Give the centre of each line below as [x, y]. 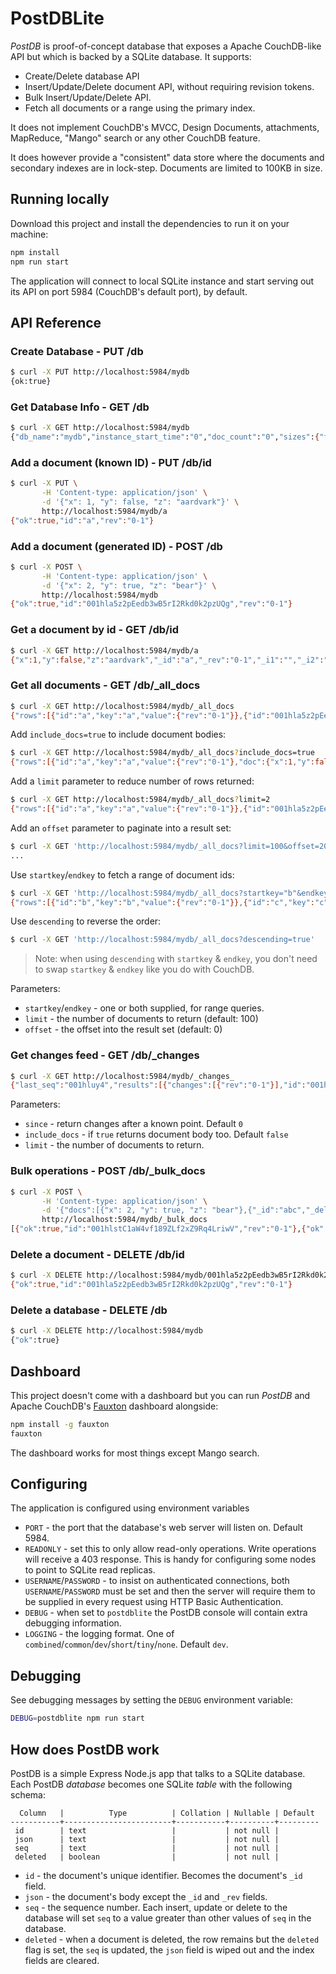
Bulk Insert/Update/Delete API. [88, 97]
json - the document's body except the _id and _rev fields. [146, 1896]
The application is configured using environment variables [130, 1508]
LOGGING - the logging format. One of [99, 1634]
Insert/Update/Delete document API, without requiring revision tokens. [169, 86]
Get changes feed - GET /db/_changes [105, 1055]
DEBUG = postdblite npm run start [77, 1718]
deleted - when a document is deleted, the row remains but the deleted [172, 1939]
